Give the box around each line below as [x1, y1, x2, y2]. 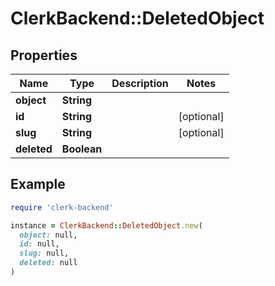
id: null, [19, 239, 60, 249]
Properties [10, 47, 78, 64]
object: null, [19, 230, 78, 240]
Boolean [61, 142, 103, 156]
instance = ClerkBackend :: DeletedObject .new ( [10, 220, 203, 231]
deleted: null [19, 258, 78, 268]
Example [10, 176, 66, 193]
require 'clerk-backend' [10, 202, 114, 212]
